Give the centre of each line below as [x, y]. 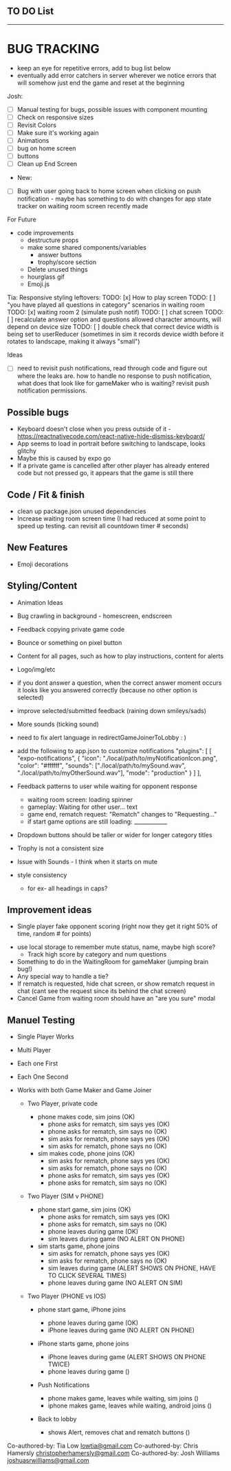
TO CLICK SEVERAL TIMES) [87, 1276]
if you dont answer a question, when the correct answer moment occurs [119, 683]
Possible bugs [38, 412]
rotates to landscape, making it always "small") [74, 341]
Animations [33, 140]
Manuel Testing [41, 1020]
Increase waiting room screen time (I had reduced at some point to [111, 519]
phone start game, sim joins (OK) [84, 1210]
